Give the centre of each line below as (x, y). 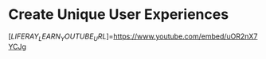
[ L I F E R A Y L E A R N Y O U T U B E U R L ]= (61, 37)
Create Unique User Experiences (119, 15)
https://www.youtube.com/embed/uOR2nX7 (186, 36)
